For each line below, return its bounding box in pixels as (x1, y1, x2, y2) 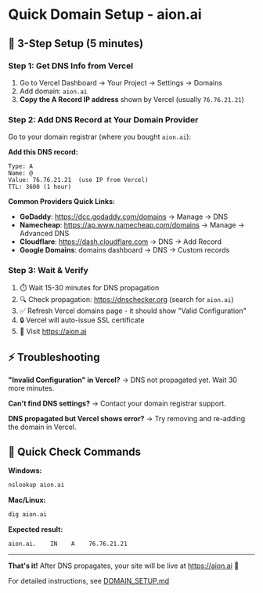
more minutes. (8, 384, 55, 393)
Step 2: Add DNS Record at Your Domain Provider (8, 114, 199, 125)
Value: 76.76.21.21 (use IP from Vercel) (8, 176, 149, 184)
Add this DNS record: (8, 147, 78, 157)
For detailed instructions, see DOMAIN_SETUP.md (8, 576, 170, 585)
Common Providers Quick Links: (8, 197, 116, 206)
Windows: (8, 466, 42, 475)
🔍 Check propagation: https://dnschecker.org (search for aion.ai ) (19, 295, 234, 304)
